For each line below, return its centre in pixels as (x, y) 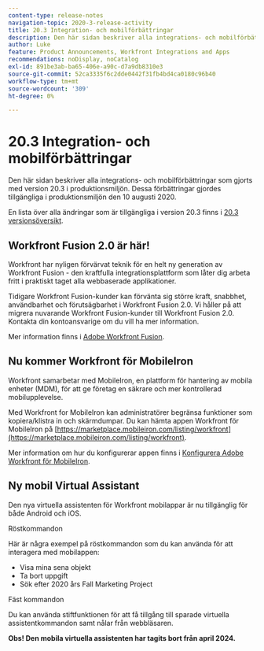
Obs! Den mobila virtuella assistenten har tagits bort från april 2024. (122, 638)
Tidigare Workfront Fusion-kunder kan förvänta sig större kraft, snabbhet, (127, 296)
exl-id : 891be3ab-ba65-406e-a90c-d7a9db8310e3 (86, 67)
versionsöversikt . (36, 220)
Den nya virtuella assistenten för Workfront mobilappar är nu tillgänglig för (128, 505)
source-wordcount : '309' (49, 89)
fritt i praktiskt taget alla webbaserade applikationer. (92, 281)
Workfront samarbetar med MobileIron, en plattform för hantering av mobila (130, 380)
